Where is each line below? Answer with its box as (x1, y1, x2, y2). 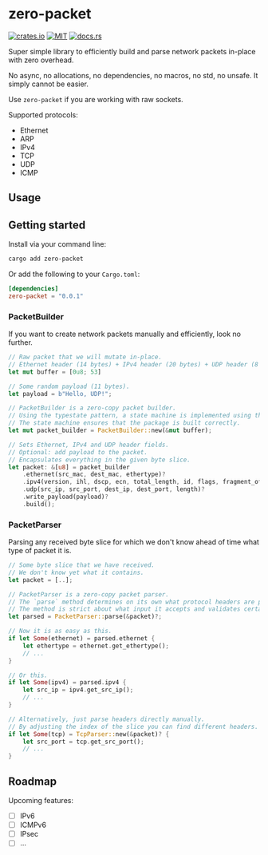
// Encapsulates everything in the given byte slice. (8, 456, 191, 464)
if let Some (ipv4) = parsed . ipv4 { (8, 679, 127, 687)
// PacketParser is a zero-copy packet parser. (8, 590, 170, 599)
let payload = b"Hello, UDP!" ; (8, 390, 112, 398)
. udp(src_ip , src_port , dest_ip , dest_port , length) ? (22, 485, 205, 493)
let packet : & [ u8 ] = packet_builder (8, 463, 130, 471)
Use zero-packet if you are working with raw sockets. (8, 94, 183, 104)
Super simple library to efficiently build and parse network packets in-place (8, 46, 256, 56)
